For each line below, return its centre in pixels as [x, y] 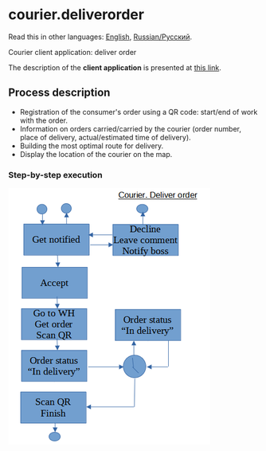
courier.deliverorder [76, 15]
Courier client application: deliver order [72, 52]
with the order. [43, 120]
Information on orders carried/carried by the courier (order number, [130, 128]
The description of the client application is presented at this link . [115, 67]
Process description [59, 93]
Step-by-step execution [55, 175]
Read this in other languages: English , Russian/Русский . [100, 37]
